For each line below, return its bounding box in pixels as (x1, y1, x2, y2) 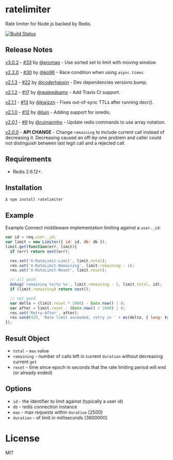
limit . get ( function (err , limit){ (5, 244, 77, 249)
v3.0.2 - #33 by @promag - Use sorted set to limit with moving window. (5, 59, 157, 65)
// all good (10, 277, 36, 282)
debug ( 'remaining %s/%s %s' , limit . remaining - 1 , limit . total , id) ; (10, 282, 162, 287)
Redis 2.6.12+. (12, 168, 43, 174)
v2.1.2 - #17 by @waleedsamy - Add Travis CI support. (5, 89, 120, 95)
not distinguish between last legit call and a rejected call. (5, 140, 126, 146)
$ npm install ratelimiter (5, 197, 63, 202)
